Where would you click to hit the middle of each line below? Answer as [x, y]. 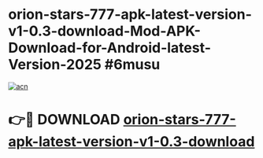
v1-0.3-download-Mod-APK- [104, 31]
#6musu [132, 65]
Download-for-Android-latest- [109, 48]
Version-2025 [55, 65]
